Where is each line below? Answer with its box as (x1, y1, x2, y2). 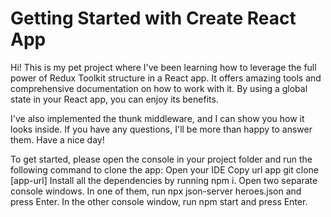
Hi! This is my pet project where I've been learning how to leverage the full (10, 61, 317, 73)
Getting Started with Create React (10, 7, 297, 30)
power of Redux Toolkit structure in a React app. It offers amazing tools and (10, 72, 322, 84)
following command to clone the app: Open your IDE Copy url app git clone (10, 163, 319, 176)
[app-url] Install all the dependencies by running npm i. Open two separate (10, 174, 318, 186)
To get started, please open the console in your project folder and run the (10, 153, 313, 165)
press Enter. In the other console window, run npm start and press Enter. (10, 195, 308, 207)
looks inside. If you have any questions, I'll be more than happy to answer (10, 123, 313, 135)
